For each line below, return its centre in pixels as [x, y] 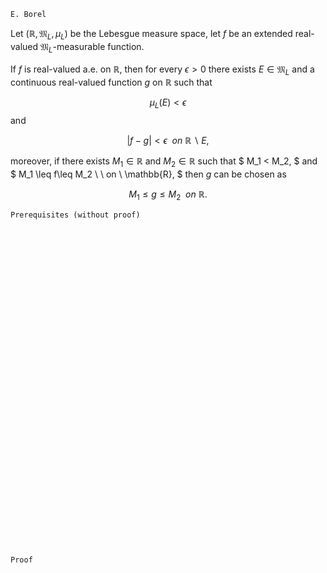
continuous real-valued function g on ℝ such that [111, 82]
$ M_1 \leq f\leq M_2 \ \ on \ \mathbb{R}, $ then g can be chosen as [148, 174]
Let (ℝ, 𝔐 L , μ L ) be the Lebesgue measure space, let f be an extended [151, 35]
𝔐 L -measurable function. [92, 47]
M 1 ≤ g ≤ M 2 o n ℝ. [168, 195]
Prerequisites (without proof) [75, 215]
